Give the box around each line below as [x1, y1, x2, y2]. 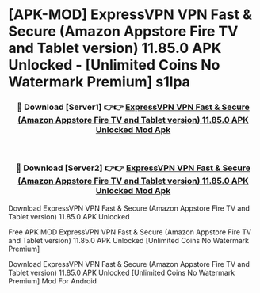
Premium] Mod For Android [8, 276, 97, 286]
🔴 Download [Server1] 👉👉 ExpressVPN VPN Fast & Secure [17, 101, 250, 112]
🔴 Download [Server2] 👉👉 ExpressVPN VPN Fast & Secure [15, 162, 251, 173]
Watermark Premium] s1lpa [8, 73, 190, 91]
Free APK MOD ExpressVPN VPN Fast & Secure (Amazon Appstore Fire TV [8, 227, 252, 237]
